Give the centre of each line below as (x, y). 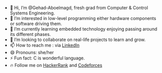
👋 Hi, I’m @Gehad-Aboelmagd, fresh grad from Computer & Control (79, 8)
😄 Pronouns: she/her (32, 52)
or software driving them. (36, 23)
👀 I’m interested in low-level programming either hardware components (83, 18)
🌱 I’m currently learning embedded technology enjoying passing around (83, 29)
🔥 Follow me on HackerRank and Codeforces (56, 65)
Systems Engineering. (32, 13)
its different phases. (30, 34)
